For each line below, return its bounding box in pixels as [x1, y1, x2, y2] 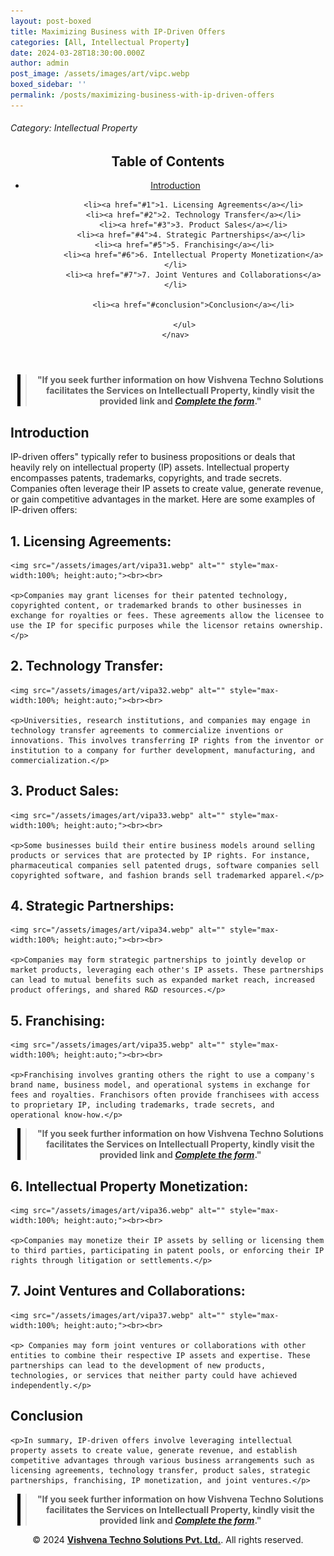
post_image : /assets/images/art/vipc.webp [10, 69, 190, 79]
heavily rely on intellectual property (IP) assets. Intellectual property [10, 461, 290, 474]
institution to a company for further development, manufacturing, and [10, 745, 315, 755]
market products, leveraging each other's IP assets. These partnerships [10, 965, 325, 975]
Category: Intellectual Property [10, 122, 138, 134]
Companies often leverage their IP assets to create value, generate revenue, [10, 483, 324, 495]
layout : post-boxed [10, 16, 92, 26]
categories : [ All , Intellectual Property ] [10, 37, 190, 47]
